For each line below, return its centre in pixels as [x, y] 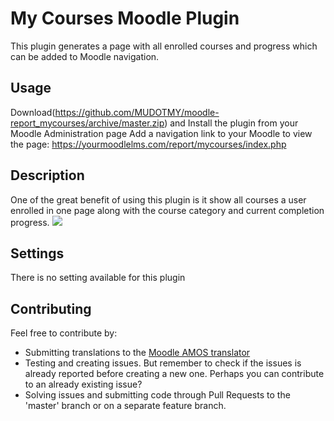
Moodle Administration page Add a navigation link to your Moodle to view [161, 133]
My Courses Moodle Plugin [125, 18]
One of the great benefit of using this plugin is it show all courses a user [158, 199]
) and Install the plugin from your [231, 123]
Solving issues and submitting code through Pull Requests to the [157, 395]
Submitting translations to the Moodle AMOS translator [137, 353]
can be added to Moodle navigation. [85, 56]
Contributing [51, 308]
